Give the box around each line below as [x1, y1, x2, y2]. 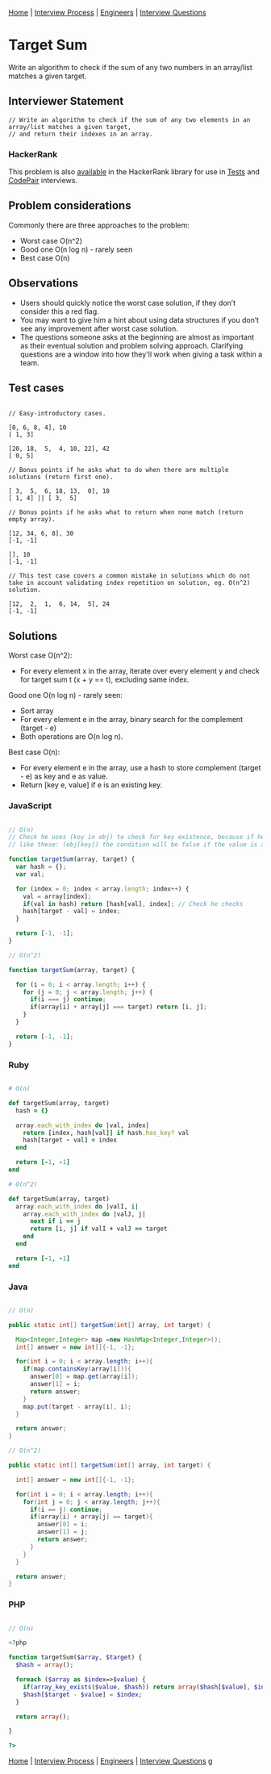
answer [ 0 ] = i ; [37, 1521, 89, 1529]
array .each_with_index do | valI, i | [15, 1202, 139, 1210]
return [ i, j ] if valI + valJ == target [29, 1225, 168, 1233]
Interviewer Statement [8, 94, 124, 108]
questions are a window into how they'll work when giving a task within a [19, 349, 263, 359]
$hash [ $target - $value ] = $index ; [23, 1690, 143, 1698]
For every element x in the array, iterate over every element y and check [19, 666, 260, 676]
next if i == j [29, 1217, 81, 1225]
